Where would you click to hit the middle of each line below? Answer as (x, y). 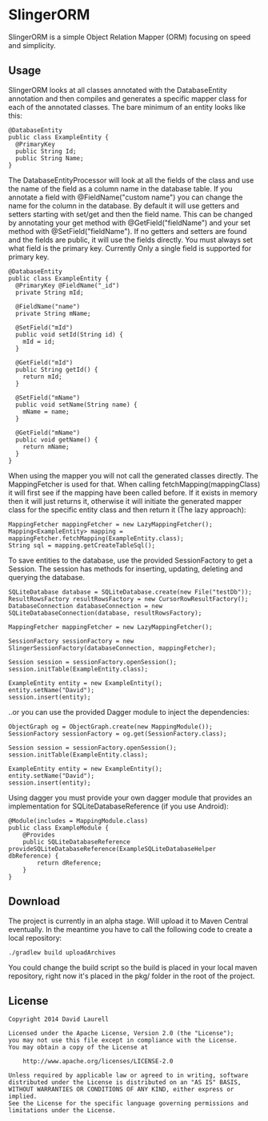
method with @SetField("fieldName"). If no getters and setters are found (128, 231)
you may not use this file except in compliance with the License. (123, 1040)
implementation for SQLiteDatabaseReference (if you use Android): (119, 806)
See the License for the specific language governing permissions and (128, 1103)
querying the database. (47, 577)
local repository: (35, 938)
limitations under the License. (62, 1111)
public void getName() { (57, 440)
